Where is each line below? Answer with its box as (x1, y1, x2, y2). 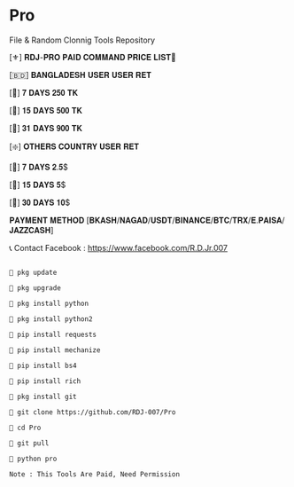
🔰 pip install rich (9, 376, 81, 386)
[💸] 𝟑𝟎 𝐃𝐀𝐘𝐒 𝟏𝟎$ (9, 197, 71, 208)
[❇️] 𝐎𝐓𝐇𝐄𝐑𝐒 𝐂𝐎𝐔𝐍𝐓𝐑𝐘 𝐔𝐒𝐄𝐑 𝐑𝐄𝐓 (9, 141, 140, 152)
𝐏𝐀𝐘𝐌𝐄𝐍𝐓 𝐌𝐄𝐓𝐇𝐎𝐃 (9, 215, 85, 225)
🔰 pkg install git (9, 392, 77, 401)
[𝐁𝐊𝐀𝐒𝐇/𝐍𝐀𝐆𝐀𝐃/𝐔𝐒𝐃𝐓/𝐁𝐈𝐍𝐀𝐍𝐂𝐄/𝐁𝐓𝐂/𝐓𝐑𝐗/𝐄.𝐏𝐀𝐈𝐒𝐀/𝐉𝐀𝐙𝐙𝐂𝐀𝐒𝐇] (86, 215, 285, 225)
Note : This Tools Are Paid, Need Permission (9, 469, 180, 479)
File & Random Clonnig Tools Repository (9, 35, 156, 45)
